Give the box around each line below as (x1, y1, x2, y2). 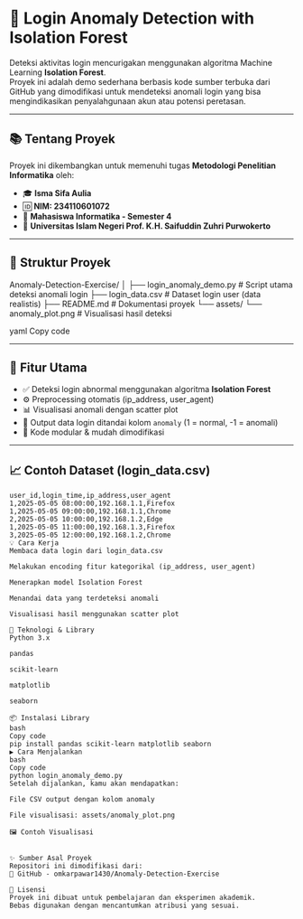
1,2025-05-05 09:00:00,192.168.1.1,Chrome (9, 507, 171, 516)
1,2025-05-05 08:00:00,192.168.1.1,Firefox (9, 499, 176, 509)
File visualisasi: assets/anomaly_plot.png (9, 811, 176, 821)
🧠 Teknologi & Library (9, 625, 95, 635)
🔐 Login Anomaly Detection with (9, 8, 255, 29)
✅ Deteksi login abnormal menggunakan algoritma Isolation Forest (22, 384, 271, 395)
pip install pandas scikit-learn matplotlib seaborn (9, 740, 212, 749)
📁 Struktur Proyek (9, 255, 111, 270)
